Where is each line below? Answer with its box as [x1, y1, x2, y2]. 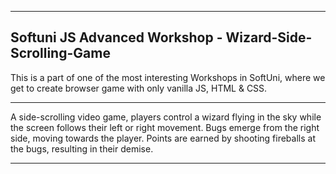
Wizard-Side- [225, 29, 313, 46]
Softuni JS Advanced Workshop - [10, 29, 223, 46]
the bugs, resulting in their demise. [10, 142, 154, 155]
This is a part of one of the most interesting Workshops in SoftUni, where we [10, 71, 326, 83]
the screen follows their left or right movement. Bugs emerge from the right [10, 121, 320, 133]
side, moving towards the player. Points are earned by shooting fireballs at [10, 132, 316, 144]
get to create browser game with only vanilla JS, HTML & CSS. [10, 82, 268, 94]
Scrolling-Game [10, 45, 111, 62]
